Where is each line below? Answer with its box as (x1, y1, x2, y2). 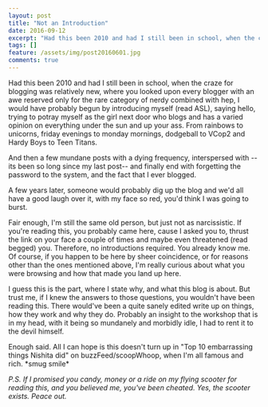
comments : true (8, 57, 59, 65)
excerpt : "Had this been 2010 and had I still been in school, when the (8, 34, 255, 42)
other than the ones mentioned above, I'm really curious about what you (8, 260, 246, 270)
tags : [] (8, 41, 37, 49)
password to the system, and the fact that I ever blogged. (8, 169, 197, 180)
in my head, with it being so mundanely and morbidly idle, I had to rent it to (8, 318, 254, 327)
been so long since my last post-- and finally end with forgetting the (18, 161, 242, 171)
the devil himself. (8, 326, 65, 336)
